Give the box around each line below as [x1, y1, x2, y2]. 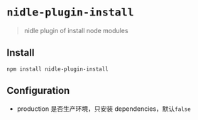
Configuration [6, 85, 70, 97]
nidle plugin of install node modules [23, 26, 128, 35]
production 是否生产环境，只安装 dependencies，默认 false [16, 104, 191, 113]
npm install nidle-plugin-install [6, 66, 109, 73]
